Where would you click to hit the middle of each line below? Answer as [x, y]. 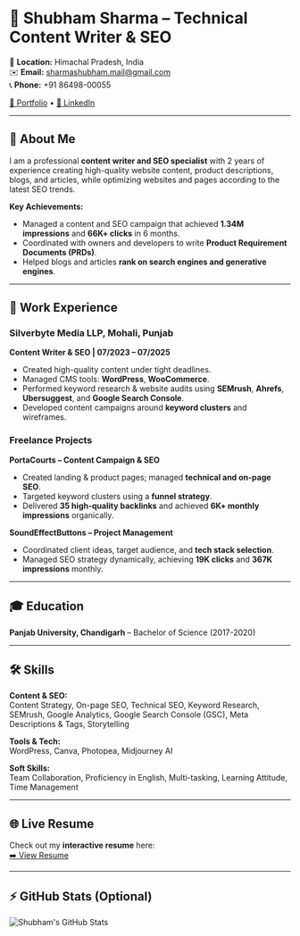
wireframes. [44, 417]
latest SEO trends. [42, 189]
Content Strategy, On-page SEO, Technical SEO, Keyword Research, [134, 706]
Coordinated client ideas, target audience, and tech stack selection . [148, 549]
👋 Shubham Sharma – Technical [129, 18]
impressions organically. [68, 515]
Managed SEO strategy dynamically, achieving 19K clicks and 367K [147, 559]
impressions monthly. [62, 568]
